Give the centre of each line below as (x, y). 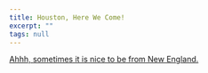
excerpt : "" (31, 26)
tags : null (29, 34)
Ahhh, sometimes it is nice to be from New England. (104, 60)
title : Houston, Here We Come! (67, 17)
